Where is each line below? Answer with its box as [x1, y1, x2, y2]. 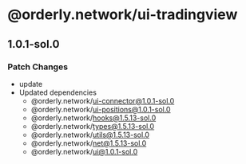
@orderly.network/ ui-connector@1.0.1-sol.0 [30, 96, 175, 105]
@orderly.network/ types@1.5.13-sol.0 [30, 121, 155, 131]
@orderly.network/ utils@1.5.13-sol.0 [30, 130, 149, 139]
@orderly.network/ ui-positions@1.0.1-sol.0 [30, 104, 171, 114]
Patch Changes [7, 61, 69, 72]
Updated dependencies [18, 88, 97, 97]
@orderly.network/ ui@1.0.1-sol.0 [30, 146, 138, 156]
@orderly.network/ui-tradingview [7, 6, 238, 24]
